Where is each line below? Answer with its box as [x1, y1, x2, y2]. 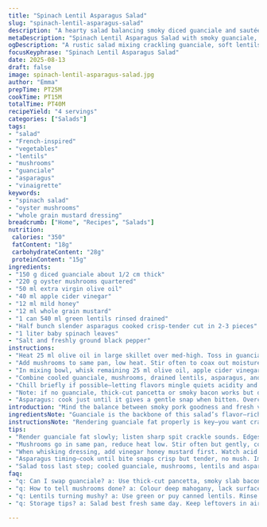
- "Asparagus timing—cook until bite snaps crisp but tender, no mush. [8, 455, 250, 463]
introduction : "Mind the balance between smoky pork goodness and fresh [8, 403, 254, 412]
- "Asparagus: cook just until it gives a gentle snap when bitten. [8, 396, 240, 404]
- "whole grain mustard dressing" [8, 211, 123, 219]
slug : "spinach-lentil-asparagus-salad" [8, 19, 145, 27]
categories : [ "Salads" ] [8, 115, 87, 123]
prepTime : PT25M [8, 85, 62, 94]
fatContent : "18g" [11, 241, 73, 249]
